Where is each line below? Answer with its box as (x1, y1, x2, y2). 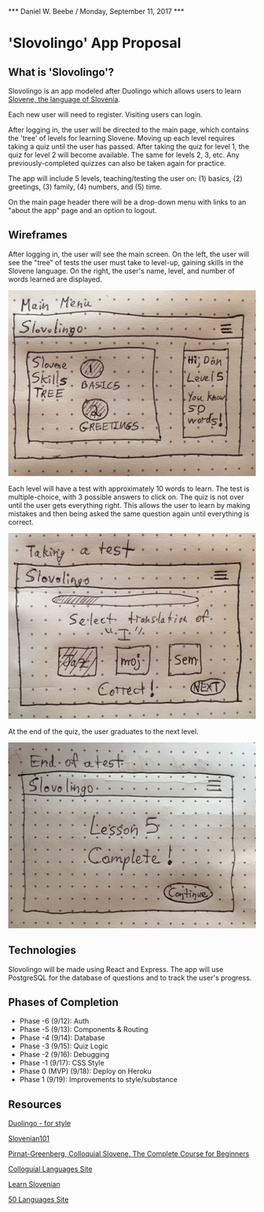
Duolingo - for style (8, 1118, 71, 1128)
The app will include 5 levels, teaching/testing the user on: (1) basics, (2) (8, 174, 243, 183)
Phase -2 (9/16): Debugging (19, 1050, 110, 1059)
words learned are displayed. (8, 274, 102, 284)
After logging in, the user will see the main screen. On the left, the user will (8, 249, 250, 259)
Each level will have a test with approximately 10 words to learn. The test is (8, 484, 250, 493)
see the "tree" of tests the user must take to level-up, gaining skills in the (8, 257, 244, 267)
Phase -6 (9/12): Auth (19, 1016, 90, 1026)
